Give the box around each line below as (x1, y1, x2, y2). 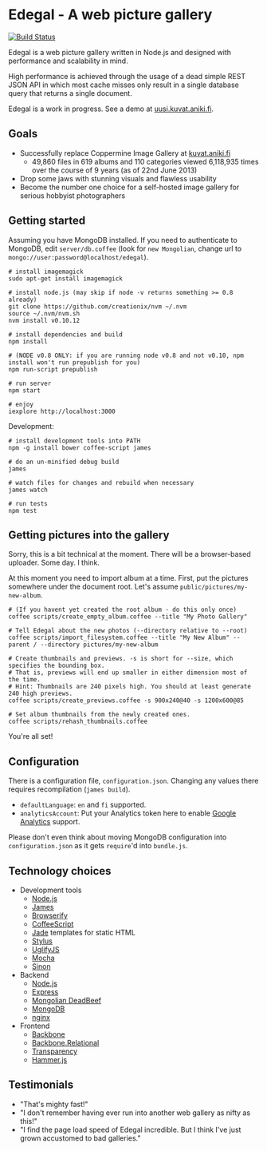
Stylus (31, 936, 53, 946)
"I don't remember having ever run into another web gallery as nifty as (19, 1108, 251, 1117)
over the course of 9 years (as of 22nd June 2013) (31, 165, 198, 175)
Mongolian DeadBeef (31, 996, 102, 1005)
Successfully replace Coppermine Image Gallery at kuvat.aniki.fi (19, 148, 231, 157)
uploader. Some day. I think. (8, 558, 100, 568)
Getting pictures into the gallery (8, 528, 170, 542)
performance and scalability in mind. (8, 56, 129, 65)
